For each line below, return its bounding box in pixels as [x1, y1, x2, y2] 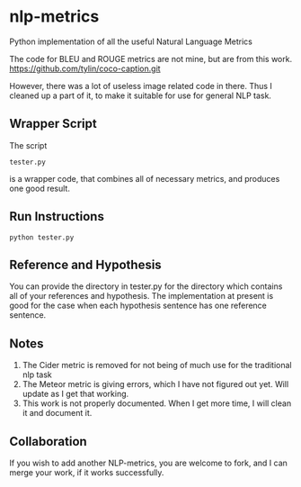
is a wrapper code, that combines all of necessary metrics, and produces [9, 173, 280, 184]
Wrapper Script [9, 116, 97, 131]
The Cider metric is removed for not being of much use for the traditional [22, 360, 292, 371]
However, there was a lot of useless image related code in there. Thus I [9, 80, 272, 91]
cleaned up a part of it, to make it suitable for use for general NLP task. [9, 90, 272, 101]
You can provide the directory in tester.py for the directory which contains [9, 281, 283, 292]
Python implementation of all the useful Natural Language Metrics [9, 36, 253, 47]
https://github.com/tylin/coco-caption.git [9, 63, 161, 74]
